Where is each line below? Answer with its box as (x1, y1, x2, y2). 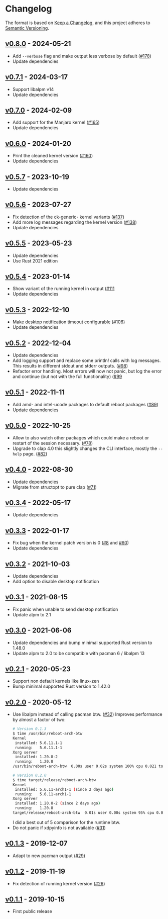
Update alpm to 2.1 (12, 611, 51, 617)
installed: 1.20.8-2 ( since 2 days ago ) (15, 801, 101, 806)
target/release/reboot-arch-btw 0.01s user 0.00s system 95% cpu (12, 810, 154, 815)
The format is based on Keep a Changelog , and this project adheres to (5, 20, 150, 26)
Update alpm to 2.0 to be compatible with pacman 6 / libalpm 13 (12, 650, 145, 656)
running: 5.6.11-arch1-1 (15, 791, 71, 797)
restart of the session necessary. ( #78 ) (12, 440, 93, 446)
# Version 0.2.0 (12, 773, 47, 778)
